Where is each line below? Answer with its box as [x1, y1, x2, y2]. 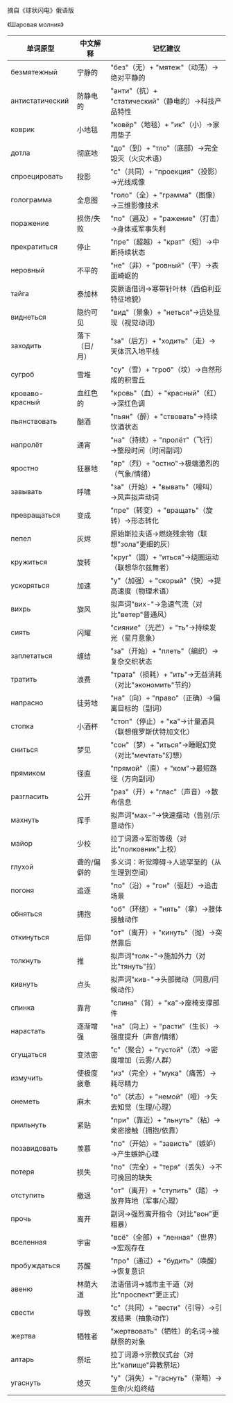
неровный [10, 265, 45, 274]
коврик [10, 124, 35, 134]
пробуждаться [10, 1261, 60, 1270]
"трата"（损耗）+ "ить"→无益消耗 [110, 670, 223, 679]
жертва [10, 1331, 36, 1340]
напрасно [10, 698, 44, 707]
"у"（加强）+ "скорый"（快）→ [110, 576, 214, 585]
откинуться [10, 933, 50, 942]
